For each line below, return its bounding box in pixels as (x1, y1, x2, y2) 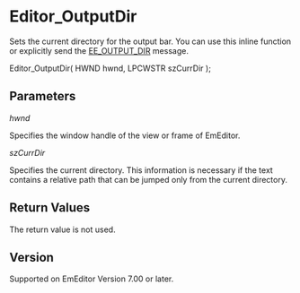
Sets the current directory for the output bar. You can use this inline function (9, 36, 292, 47)
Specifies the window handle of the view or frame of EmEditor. (9, 130, 241, 141)
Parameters (9, 89, 76, 104)
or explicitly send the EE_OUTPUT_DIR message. (9, 45, 189, 56)
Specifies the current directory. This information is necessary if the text (9, 164, 274, 176)
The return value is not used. (9, 224, 116, 235)
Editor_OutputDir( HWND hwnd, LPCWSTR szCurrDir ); (9, 63, 211, 73)
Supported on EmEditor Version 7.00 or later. (9, 273, 174, 284)
